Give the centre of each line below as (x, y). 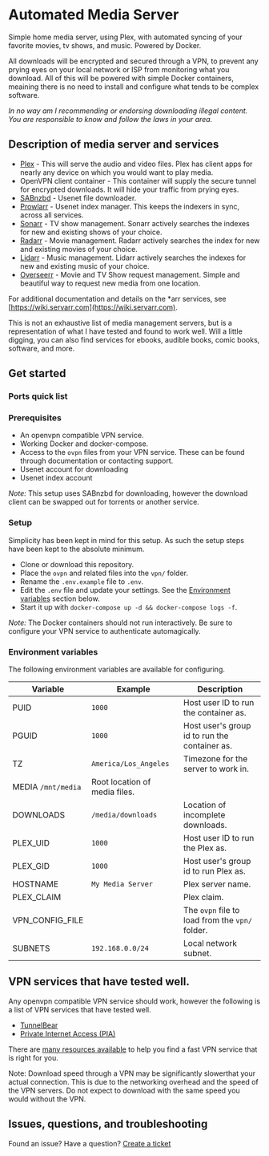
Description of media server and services (114, 145)
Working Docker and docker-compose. (84, 444)
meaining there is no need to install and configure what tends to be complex (134, 87)
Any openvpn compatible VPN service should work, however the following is (134, 1001)
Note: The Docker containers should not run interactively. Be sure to (120, 623)
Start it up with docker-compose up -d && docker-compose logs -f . (128, 606)
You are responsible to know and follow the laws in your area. (110, 119)
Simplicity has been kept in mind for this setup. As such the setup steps (126, 540)
